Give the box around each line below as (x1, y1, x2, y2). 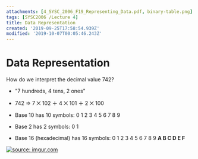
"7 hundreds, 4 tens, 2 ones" (14, 87, 86, 95)
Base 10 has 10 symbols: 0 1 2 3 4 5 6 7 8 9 (14, 112, 121, 119)
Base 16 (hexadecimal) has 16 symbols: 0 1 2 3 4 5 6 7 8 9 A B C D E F (14, 135, 186, 142)
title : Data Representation (6, 20, 76, 26)
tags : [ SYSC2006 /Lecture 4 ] (6, 14, 78, 20)
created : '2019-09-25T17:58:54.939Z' (6, 25, 100, 31)
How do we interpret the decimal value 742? (6, 76, 115, 83)
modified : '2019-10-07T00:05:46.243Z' (6, 31, 102, 37)
